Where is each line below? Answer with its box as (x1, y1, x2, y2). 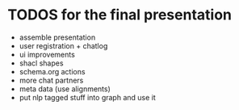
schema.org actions (19, 66, 86, 76)
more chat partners (19, 75, 84, 85)
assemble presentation (19, 32, 96, 42)
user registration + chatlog (19, 40, 108, 50)
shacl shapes (19, 58, 64, 68)
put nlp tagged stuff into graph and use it (19, 92, 157, 102)
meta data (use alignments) (19, 83, 111, 94)
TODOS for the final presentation (7, 6, 232, 24)
